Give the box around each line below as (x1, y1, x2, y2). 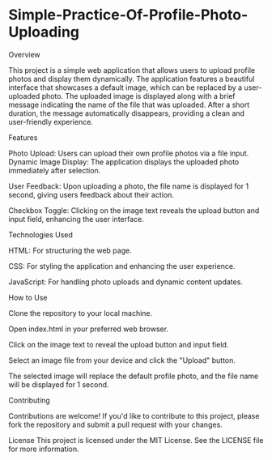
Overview (8, 49, 40, 59)
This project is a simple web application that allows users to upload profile (8, 65, 256, 75)
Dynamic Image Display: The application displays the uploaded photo (8, 156, 240, 167)
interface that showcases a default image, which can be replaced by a (8, 83, 243, 92)
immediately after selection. (8, 165, 101, 175)
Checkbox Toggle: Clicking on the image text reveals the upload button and (8, 205, 260, 215)
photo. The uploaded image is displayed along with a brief (41, 91, 236, 100)
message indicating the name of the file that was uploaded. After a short (8, 100, 250, 109)
